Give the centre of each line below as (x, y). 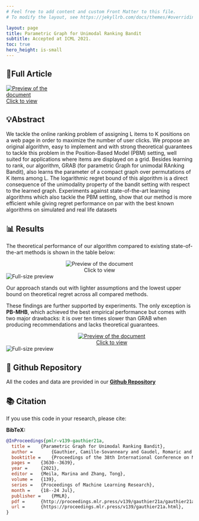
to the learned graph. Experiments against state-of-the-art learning (88, 190)
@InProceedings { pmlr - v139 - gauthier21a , (55, 441)
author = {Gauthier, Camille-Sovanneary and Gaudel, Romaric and (102, 452)
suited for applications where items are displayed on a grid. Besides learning (99, 159)
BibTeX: (16, 430)
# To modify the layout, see (42, 17)
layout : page (22, 28)
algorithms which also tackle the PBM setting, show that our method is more (99, 197)
